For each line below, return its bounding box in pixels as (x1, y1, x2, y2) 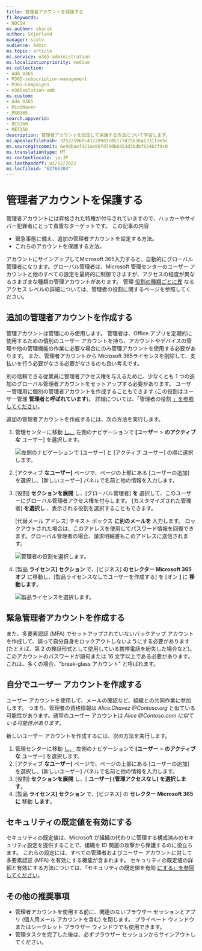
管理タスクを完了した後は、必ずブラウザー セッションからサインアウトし (14, 931, 196, 938)
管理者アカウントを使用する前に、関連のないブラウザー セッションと (14, 908, 185, 915)
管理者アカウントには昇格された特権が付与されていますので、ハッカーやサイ (6, 215, 196, 222)
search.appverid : (6, 115, 50, 121)
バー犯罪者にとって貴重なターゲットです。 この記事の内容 (6, 223, 149, 230)
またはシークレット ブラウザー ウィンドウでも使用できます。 (14, 923, 165, 930)
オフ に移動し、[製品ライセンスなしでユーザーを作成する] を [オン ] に (14, 573, 188, 580)
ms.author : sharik (6, 25, 52, 32)
